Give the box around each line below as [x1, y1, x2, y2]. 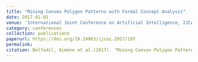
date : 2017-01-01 [6, 14, 49, 20]
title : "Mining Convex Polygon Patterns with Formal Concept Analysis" [6, 8, 186, 15]
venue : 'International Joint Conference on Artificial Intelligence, [6, 19, 181, 25]
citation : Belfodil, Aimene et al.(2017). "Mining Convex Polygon [6, 47, 173, 53]
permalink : [6, 42, 33, 48]
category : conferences [6, 25, 62, 31]
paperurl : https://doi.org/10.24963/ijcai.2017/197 [6, 36, 136, 42]
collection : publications [6, 31, 70, 37]
